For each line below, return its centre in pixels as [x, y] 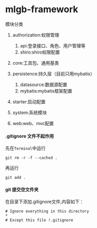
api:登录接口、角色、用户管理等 [53, 46]
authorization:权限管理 [36, 35]
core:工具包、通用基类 [36, 63]
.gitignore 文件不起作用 [30, 136]
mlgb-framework [42, 9]
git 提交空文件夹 [22, 189]
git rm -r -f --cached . [31, 158]
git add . [16, 178]
